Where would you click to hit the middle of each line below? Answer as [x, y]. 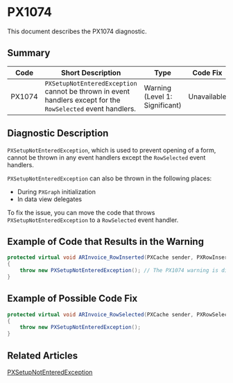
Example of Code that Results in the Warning [106, 241]
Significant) [163, 105]
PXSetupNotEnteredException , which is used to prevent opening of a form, [112, 150]
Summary [29, 53]
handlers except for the [83, 100]
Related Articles [43, 356]
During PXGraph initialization [56, 191]
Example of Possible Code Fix [72, 299]
